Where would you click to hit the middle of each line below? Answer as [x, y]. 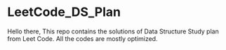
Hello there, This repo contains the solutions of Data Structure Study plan [113, 31]
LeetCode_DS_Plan [64, 12]
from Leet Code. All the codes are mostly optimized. [82, 38]
